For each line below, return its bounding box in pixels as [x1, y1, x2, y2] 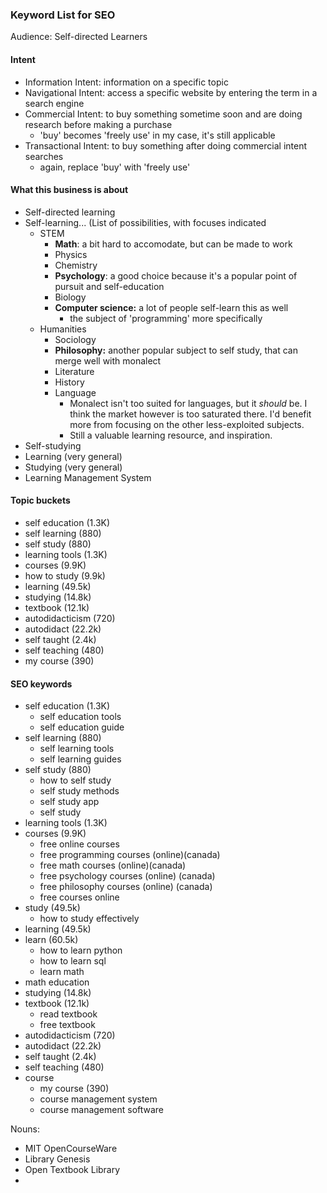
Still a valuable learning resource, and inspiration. [69, 429, 273, 441]
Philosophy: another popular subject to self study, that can [54, 344, 298, 356]
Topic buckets [10, 494, 71, 507]
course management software [39, 1104, 165, 1116]
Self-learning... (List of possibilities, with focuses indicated [24, 216, 267, 228]
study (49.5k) [24, 902, 81, 914]
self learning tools [39, 743, 115, 755]
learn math [39, 966, 85, 978]
